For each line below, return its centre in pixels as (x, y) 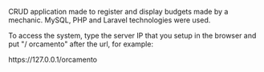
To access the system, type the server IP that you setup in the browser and (132, 36)
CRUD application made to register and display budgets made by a (118, 12)
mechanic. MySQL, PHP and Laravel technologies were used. (110, 20)
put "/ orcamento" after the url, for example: (81, 44)
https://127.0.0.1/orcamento (53, 60)
